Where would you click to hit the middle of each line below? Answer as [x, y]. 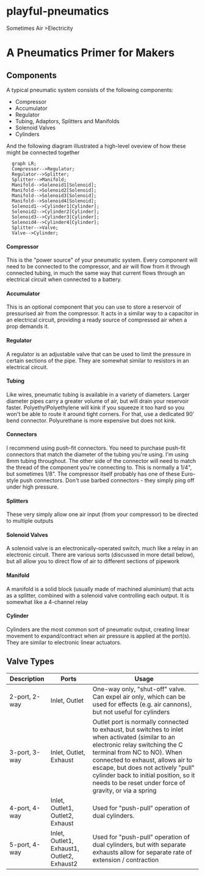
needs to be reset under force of [139, 783]
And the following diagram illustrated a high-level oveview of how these [96, 146]
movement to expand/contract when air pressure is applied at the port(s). [99, 636]
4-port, [20, 808]
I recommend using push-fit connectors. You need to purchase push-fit [96, 448]
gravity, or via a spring [124, 790]
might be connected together [43, 152]
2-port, [20, 697]
